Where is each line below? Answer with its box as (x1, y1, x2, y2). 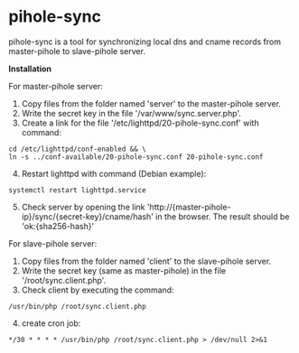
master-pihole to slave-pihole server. (8, 45, 146, 56)
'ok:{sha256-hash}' (21, 220, 95, 231)
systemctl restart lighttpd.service (8, 185, 146, 195)
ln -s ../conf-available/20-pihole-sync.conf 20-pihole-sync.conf (8, 152, 264, 162)
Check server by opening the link (21, 201, 145, 212)
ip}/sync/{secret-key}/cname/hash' (21, 210, 154, 222)
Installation (8, 63, 51, 74)
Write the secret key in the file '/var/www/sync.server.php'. (21, 107, 241, 118)
